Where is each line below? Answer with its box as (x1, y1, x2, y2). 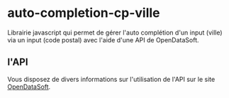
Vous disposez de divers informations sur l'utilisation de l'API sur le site (7, 75, 216, 83)
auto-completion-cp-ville (7, 5, 161, 21)
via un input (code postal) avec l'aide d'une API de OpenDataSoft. (7, 35, 200, 44)
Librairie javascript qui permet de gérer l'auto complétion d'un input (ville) (7, 28, 223, 37)
